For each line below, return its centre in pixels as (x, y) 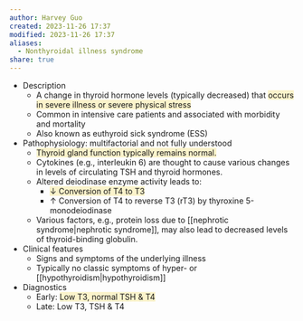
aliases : (26, 43)
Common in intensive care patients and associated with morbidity (158, 114)
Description (44, 85)
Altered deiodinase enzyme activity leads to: (118, 181)
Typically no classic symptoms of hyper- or (116, 268)
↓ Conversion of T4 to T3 (97, 191)
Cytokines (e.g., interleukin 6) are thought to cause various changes (163, 162)
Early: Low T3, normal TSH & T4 (95, 297)
